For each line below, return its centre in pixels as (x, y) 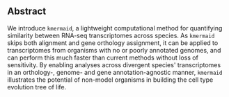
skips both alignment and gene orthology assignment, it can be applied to (113, 43)
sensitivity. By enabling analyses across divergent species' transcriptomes (114, 64)
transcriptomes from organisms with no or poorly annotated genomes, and (114, 50)
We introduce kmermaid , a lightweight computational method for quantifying (115, 28)
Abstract (27, 11)
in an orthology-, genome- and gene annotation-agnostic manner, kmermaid (115, 72)
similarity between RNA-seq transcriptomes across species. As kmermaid (111, 35)
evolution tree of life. (37, 87)
